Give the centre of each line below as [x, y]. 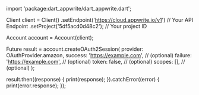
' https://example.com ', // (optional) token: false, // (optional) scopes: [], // [96, 62]
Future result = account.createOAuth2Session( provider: [75, 49]
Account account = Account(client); [50, 37]
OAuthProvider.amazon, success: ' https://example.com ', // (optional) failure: [99, 55]
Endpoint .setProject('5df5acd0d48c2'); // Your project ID [77, 26]
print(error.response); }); [36, 86]
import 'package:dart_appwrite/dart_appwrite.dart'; [69, 9]
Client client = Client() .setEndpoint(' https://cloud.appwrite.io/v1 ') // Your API [100, 20]
